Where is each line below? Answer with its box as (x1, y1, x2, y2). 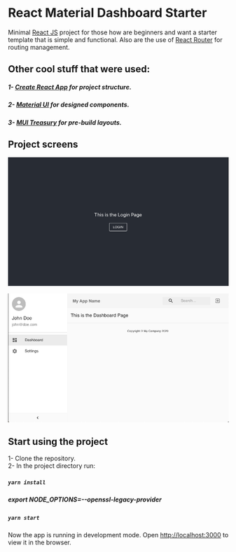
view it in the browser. (8, 538, 72, 547)
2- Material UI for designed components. (8, 100, 130, 109)
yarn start (8, 514, 40, 521)
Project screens (8, 139, 78, 151)
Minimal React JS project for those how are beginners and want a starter (8, 28, 218, 36)
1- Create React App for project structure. (8, 83, 132, 91)
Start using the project (8, 436, 108, 448)
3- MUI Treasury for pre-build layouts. (8, 118, 122, 127)
